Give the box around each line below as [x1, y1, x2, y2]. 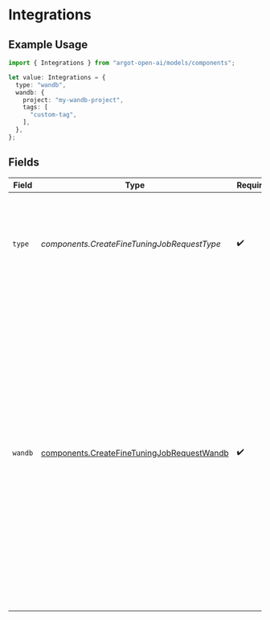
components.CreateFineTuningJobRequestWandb [40, 447, 229, 458]
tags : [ [22, 103, 48, 112]
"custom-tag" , [29, 111, 78, 119]
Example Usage [8, 38, 88, 51]
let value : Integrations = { [8, 73, 106, 81]
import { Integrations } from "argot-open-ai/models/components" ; [8, 59, 235, 67]
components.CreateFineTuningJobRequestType [40, 238, 221, 249]
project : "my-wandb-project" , [22, 96, 125, 104]
